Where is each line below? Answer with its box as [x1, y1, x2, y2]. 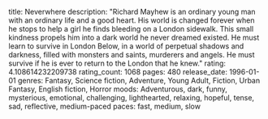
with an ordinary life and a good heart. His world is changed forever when [8, 15, 255, 25]
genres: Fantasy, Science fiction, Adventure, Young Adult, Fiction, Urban [17, 76, 261, 85]
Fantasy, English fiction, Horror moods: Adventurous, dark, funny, [8, 84, 227, 94]
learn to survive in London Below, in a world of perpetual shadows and [8, 41, 244, 51]
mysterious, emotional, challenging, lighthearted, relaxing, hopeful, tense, [8, 93, 254, 102]
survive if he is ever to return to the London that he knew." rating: [8, 58, 226, 68]
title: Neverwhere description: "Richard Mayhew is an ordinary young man [8, 7, 256, 16]
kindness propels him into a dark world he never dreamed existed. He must [8, 32, 260, 42]
